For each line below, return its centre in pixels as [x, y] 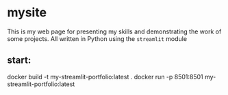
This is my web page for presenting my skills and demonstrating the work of [114, 31]
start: [19, 60]
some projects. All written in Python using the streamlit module [97, 38]
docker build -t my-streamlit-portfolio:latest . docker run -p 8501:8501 [105, 77]
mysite [27, 13]
